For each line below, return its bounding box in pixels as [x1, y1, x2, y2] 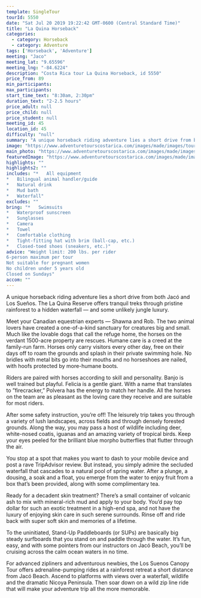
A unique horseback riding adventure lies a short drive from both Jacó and [6, 293, 190, 300]
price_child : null [6, 109, 52, 115]
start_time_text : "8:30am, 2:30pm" [6, 92, 95, 98]
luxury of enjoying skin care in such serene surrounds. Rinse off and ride [6, 511, 185, 518]
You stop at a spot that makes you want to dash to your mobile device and [6, 455, 189, 462]
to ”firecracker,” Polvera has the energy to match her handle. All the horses [6, 387, 191, 394]
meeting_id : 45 [6, 121, 44, 127]
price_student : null [6, 115, 58, 121]
